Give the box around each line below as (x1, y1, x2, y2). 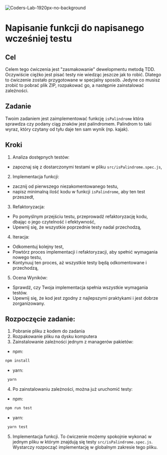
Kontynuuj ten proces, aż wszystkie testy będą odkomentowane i (12, 259, 147, 266)
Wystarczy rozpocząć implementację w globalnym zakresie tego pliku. (12, 444, 158, 450)
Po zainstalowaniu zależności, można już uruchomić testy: (12, 386, 133, 392)
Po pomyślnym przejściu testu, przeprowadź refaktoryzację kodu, (12, 213, 148, 219)
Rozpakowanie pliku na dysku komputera (12, 333, 97, 339)
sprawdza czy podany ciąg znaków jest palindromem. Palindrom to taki (5, 121, 151, 127)
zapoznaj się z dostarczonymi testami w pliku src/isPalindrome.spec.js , (12, 164, 162, 170)
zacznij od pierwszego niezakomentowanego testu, (12, 183, 118, 189)
